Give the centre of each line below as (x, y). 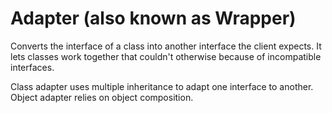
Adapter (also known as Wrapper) (153, 18)
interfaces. (32, 67)
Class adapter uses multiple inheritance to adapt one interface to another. (162, 86)
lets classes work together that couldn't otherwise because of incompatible (166, 56)
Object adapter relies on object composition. (102, 97)
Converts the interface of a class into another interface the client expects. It (166, 46)
